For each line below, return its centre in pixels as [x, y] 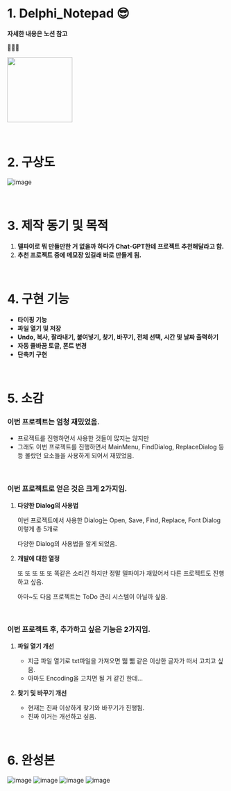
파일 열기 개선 [35, 646]
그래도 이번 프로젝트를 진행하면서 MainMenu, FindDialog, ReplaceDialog [117, 447]
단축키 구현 [32, 354]
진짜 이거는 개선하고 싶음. [62, 716]
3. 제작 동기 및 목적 [58, 226]
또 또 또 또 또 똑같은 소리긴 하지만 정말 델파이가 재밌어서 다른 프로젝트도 [114, 573]
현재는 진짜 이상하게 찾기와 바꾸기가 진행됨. [86, 708]
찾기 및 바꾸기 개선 [42, 692]
